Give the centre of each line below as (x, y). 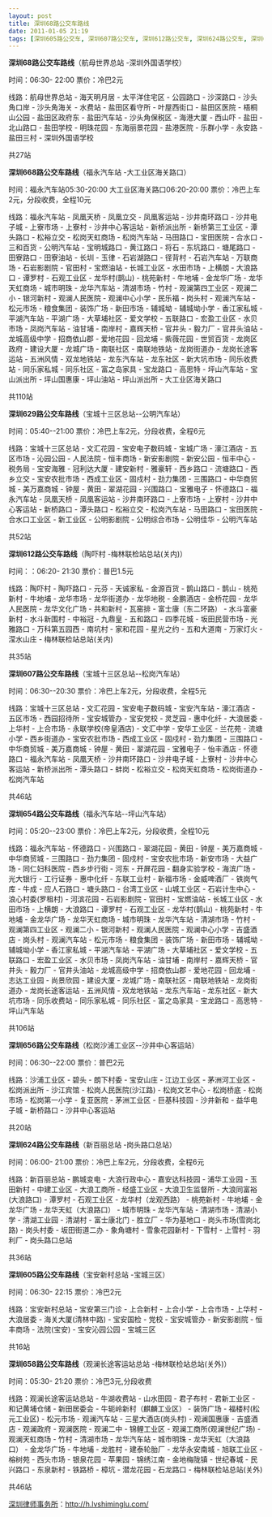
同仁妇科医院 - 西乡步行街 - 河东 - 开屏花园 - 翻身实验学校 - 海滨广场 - (140, 869)
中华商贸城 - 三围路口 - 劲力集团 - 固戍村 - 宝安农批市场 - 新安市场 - (121, 858)
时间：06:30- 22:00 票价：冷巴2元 (66, 80)
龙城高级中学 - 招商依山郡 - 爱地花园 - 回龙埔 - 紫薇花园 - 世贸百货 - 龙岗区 (133, 339)
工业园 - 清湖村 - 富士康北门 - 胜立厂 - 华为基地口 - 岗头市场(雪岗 (145, 1220)
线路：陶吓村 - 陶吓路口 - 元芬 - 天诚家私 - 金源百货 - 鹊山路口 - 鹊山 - (125, 589)
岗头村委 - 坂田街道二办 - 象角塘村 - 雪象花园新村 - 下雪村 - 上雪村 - (138, 1230)
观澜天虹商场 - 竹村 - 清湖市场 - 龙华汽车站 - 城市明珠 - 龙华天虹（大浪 (126, 1439)
